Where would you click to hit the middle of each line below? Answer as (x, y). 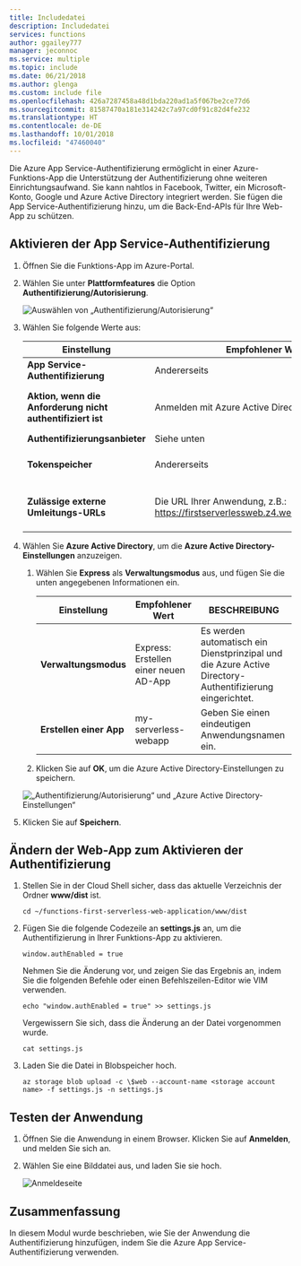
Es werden (223, 630)
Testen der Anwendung (76, 1117)
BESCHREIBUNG (244, 610)
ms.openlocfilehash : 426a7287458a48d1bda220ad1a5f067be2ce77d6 (130, 101)
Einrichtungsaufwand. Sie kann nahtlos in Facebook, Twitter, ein (128, 187)
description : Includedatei (60, 26)
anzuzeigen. (99, 555)
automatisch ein (234, 642)
